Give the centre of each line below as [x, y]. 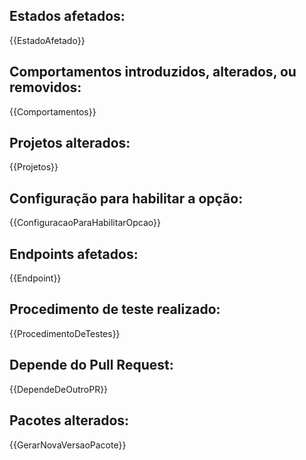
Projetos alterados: [70, 143]
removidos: [45, 87]
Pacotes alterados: [69, 420]
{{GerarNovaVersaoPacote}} [68, 445]
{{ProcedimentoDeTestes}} [65, 333]
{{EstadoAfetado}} [47, 40]
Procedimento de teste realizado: [115, 309]
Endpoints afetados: [74, 254]
